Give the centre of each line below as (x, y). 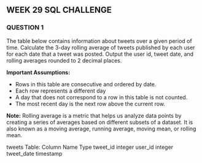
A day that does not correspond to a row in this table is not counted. (101, 97)
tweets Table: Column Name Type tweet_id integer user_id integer (90, 147)
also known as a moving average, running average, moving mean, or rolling (101, 129)
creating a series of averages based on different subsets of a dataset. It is (100, 122)
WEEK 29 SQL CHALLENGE (59, 10)
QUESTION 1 (25, 28)
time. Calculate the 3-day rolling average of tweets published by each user (101, 47)
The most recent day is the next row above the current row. (90, 104)
